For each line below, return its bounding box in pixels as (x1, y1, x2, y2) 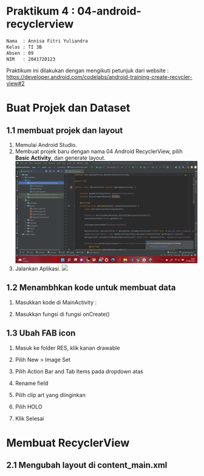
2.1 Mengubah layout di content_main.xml (6, 460, 168, 471)
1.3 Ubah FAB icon (6, 328, 76, 338)
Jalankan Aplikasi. (15, 265, 61, 273)
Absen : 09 (6, 50, 34, 56)
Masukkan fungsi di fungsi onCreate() (15, 310, 110, 318)
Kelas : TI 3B (6, 44, 42, 50)
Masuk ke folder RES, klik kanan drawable (15, 344, 120, 352)
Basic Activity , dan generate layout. (15, 154, 106, 161)
